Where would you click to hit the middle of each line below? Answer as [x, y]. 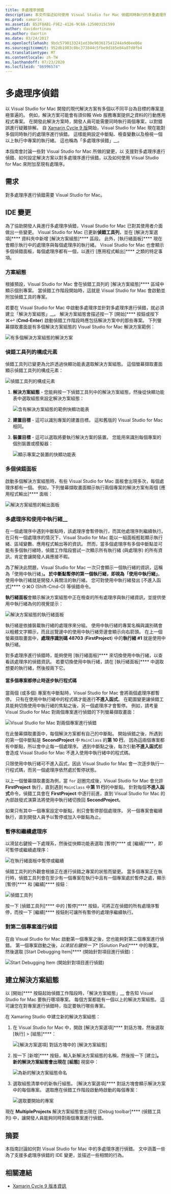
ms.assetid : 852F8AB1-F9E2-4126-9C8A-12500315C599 [60, 24]
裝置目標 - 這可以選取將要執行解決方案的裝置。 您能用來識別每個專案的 [87, 437]
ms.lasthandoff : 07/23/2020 [35, 62]
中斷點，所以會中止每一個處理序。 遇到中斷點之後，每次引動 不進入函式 [84, 746]
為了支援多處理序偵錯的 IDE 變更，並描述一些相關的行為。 [66, 1155]
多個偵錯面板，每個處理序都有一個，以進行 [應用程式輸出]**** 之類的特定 [82, 251]
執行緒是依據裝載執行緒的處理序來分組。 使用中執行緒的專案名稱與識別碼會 [84, 625]
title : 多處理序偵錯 [25, 10]
